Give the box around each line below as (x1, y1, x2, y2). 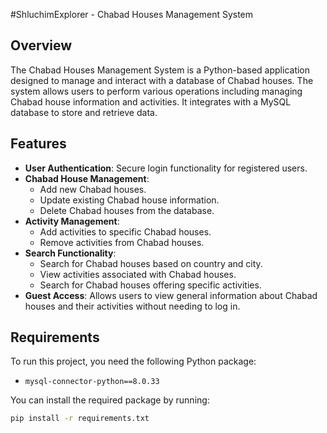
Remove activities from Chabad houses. (39, 236, 205, 248)
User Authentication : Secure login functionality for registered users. (24, 162, 308, 174)
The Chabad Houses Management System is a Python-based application (10, 64, 311, 76)
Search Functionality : (24, 247, 117, 259)
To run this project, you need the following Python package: (10, 355, 257, 368)
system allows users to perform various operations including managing (10, 85, 303, 97)
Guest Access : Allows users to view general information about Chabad (24, 289, 318, 301)
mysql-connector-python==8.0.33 (24, 377, 160, 387)
